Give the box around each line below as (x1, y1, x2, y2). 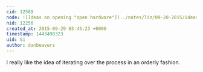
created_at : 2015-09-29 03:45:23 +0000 (6, 25, 107, 32)
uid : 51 (6, 37, 26, 43)
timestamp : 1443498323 (6, 31, 63, 37)
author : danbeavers (6, 43, 56, 49)
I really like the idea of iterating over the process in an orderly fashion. (6, 58, 181, 66)
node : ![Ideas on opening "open (6, 14, 88, 20)
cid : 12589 (6, 8, 34, 15)
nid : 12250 (6, 20, 34, 26)
